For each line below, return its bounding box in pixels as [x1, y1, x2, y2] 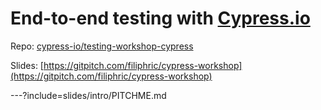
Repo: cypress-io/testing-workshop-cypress [10, 40, 194, 52]
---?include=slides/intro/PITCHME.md [10, 89, 167, 101]
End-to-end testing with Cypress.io [10, 7, 311, 30]
